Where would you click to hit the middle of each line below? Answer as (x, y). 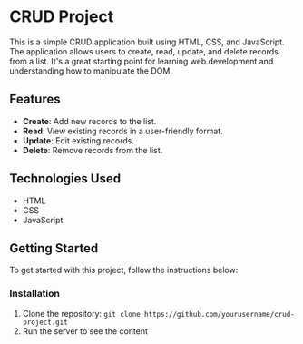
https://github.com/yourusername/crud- (219, 314)
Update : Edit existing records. (78, 140)
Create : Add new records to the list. (89, 121)
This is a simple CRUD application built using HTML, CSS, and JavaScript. (147, 42)
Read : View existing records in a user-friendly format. (123, 131)
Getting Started (54, 248)
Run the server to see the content (85, 331)
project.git (45, 322)
